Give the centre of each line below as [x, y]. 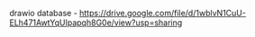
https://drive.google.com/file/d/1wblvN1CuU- [163, 13]
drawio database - [44, 13]
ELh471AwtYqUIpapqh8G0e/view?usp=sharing [96, 23]
